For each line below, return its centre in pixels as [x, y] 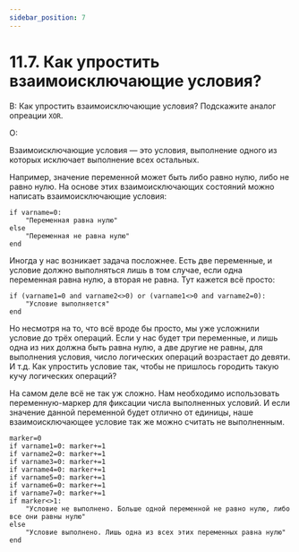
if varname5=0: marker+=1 [57, 477]
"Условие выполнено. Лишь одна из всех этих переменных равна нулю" [156, 532]
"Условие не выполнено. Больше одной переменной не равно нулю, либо [158, 509]
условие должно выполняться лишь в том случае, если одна [126, 270]
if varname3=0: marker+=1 [57, 461]
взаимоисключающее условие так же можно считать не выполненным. [147, 421]
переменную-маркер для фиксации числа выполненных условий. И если [150, 402]
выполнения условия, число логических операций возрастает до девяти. [150, 357]
